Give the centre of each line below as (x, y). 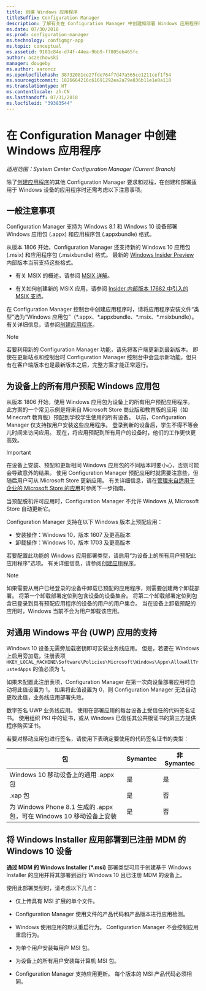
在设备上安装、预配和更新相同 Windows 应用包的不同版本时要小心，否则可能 (103, 465)
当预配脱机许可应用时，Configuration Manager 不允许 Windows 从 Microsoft (103, 501)
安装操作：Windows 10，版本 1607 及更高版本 (73, 535)
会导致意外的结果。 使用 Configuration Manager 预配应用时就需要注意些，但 (102, 473)
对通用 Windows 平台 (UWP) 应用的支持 (82, 632)
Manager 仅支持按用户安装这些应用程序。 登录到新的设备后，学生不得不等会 (102, 425)
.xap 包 (20, 795)
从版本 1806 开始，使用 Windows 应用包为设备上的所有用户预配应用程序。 (100, 402)
